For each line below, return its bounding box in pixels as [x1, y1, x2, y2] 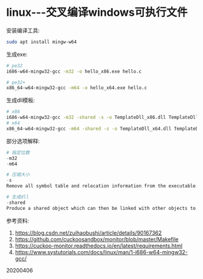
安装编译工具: [6, 27, 40, 34]
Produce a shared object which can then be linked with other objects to [6, 205, 196, 211]
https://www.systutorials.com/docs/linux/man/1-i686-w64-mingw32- [14, 248, 188, 255]
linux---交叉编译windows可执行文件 [6, 5, 188, 19]
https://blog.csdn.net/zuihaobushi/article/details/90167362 [14, 229, 162, 237]
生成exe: [6, 50, 28, 58]
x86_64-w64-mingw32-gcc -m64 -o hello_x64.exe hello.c [6, 85, 147, 91]
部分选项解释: [6, 137, 40, 144]
